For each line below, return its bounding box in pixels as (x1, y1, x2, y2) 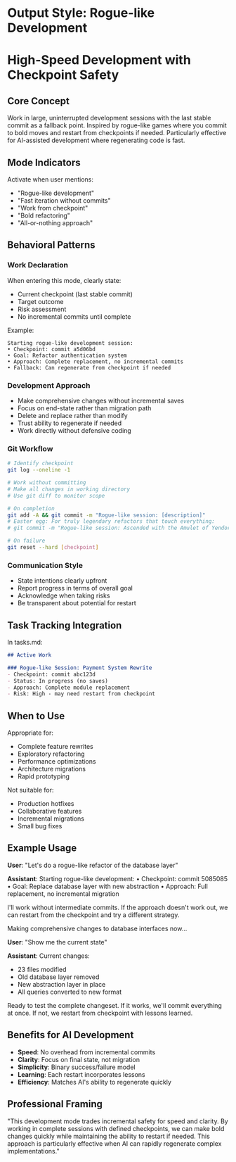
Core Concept (7, 95, 70, 107)
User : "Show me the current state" (7, 937, 107, 946)
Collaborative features (17, 807, 82, 816)
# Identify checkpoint (7, 460, 74, 467)
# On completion (7, 505, 55, 512)
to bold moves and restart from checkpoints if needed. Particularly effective (7, 129, 227, 137)
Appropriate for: (7, 728, 54, 737)
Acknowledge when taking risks (17, 591, 110, 600)
